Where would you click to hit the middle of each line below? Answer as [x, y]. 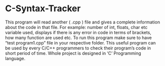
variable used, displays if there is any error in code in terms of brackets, [78, 32]
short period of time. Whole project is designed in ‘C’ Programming [73, 53]
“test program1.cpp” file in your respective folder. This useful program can [81, 43]
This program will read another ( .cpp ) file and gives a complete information [83, 22]
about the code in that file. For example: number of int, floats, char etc [76, 27]
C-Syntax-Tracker [43, 9]
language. [15, 58]
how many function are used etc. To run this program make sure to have [79, 38]
